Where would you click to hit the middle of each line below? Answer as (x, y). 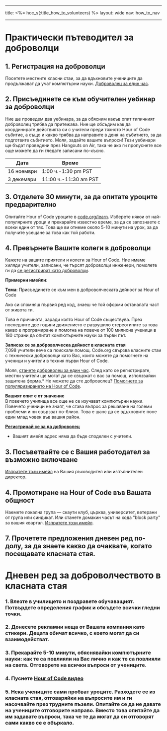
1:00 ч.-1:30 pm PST (67, 171)
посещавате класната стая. (50, 554)
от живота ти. (20, 310)
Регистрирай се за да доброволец (43, 427)
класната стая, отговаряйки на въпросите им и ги (69, 698)
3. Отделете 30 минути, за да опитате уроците (82, 197)
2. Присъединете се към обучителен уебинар (80, 99)
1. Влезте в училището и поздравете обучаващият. (70, 601)
